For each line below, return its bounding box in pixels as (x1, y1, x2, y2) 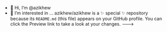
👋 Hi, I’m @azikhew (10, 5, 51, 10)
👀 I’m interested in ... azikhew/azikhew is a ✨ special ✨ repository (10, 10, 148, 16)
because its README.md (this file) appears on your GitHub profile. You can (10, 15, 162, 21)
